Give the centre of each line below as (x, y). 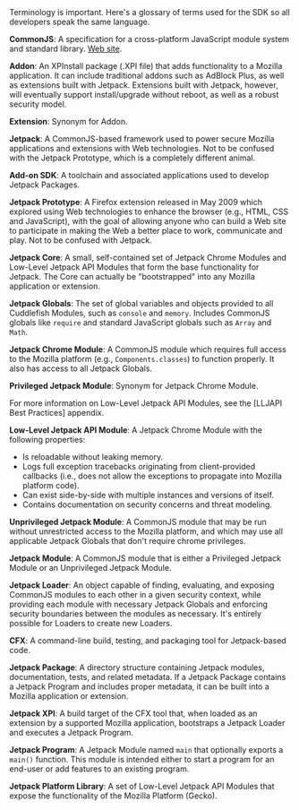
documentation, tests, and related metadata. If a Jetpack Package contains (148, 677)
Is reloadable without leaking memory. (93, 457)
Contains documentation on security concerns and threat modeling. (147, 504)
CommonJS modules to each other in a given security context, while (135, 595)
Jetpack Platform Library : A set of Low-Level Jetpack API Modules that (142, 786)
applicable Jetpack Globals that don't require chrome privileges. (128, 541)
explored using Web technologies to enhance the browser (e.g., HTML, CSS (149, 211)
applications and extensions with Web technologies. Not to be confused (142, 148)
